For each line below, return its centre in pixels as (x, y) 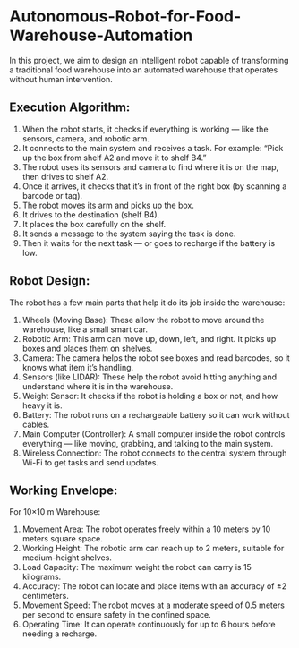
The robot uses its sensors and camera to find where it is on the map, (150, 166)
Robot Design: (50, 281)
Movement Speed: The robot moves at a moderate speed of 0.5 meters (153, 605)
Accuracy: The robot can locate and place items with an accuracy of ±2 (154, 586)
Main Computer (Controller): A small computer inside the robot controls (154, 434)
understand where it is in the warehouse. (98, 386)
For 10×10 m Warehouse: (55, 512)
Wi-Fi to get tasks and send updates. (90, 462)
